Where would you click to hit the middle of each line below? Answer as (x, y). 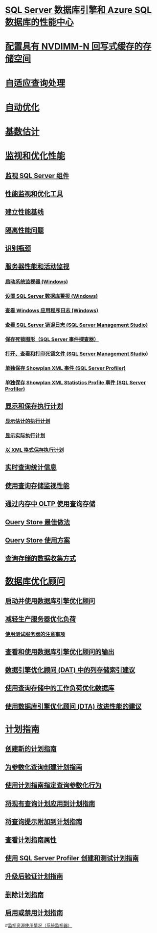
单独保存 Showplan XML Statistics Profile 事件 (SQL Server (76, 382)
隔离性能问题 (24, 230)
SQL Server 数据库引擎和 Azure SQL (78, 10)
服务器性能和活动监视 (37, 267)
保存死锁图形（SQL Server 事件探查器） (52, 339)
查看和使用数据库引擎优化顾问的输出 (60, 652)
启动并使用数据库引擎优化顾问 (50, 601)
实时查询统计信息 (31, 467)
